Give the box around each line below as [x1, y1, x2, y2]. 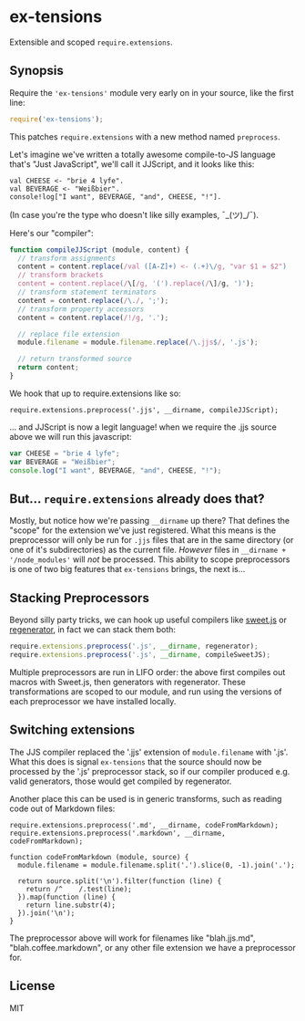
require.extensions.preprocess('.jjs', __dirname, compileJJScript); [9, 405, 280, 414]
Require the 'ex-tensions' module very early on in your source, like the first [9, 87, 294, 98]
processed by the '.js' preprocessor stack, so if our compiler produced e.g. [9, 766, 290, 776]
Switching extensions [9, 723, 136, 738]
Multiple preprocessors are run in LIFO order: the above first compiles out [9, 666, 286, 677]
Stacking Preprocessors [9, 590, 150, 606]
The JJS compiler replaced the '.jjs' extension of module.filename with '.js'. [9, 746, 289, 757]
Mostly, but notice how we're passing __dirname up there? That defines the [9, 516, 290, 526]
